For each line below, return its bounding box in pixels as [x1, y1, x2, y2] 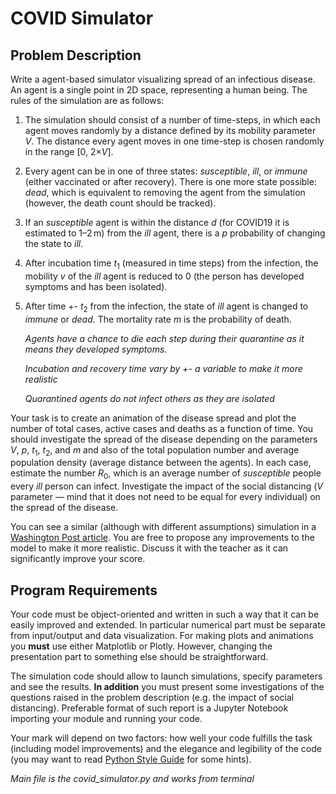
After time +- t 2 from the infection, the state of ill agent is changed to [24, 300, 309, 314]
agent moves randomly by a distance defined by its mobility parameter [24, 125, 317, 136]
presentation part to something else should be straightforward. [10, 651, 269, 662]
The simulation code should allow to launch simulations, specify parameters [10, 670, 323, 682]
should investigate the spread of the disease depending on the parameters [10, 433, 318, 445]
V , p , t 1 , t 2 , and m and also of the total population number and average [10, 443, 300, 458]
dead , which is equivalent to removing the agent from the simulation [24, 187, 306, 198]
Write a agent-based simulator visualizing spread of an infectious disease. [10, 73, 316, 85]
